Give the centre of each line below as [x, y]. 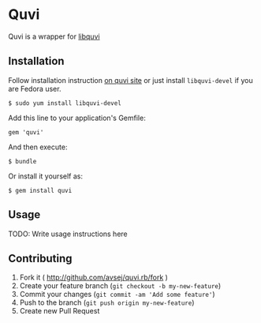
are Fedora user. [35, 88]
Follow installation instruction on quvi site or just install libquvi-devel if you [131, 80]
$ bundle [22, 161]
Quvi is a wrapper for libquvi [54, 36]
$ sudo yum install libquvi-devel [65, 103]
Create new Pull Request [60, 311]
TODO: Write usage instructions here [68, 234]
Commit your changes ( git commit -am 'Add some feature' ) [117, 295]
